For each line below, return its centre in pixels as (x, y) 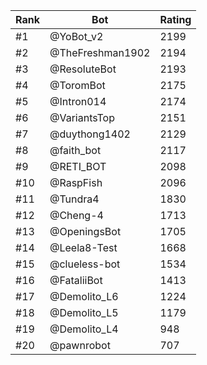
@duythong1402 (90, 134)
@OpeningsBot (85, 231)
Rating (175, 19)
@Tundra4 (74, 199)
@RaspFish (76, 182)
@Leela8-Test (83, 247)
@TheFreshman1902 (100, 52)
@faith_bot (75, 150)
